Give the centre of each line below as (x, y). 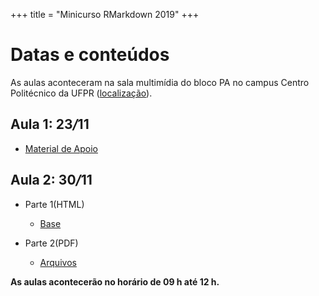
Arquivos (58, 262)
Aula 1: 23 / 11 (50, 124)
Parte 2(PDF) (51, 243)
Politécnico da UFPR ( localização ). (81, 93)
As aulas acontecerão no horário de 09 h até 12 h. (115, 281)
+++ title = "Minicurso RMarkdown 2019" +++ (105, 14)
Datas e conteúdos (90, 55)
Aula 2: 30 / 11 (51, 180)
